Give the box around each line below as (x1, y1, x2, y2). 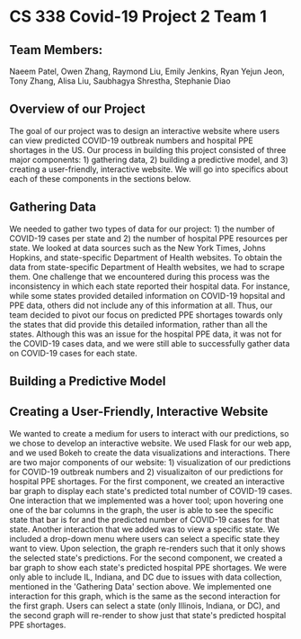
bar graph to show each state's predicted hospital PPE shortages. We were (9, 562, 288, 572)
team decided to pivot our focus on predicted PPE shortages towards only (9, 309, 283, 320)
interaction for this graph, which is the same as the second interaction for (9, 590, 281, 601)
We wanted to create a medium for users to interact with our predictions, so (9, 427, 289, 438)
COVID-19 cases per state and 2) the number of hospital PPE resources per (9, 232, 288, 244)
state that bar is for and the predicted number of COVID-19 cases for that (9, 514, 280, 525)
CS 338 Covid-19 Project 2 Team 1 (9, 6, 267, 27)
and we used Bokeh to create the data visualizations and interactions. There (9, 447, 290, 458)
